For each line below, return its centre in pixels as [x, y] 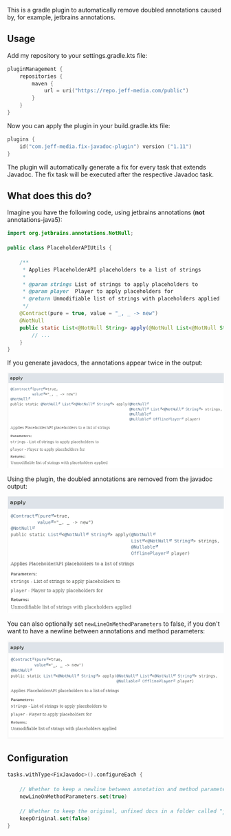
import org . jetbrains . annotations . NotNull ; [70, 234]
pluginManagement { [35, 69]
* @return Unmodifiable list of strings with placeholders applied [121, 299]
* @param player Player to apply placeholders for [98, 292]
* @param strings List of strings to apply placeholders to [110, 284]
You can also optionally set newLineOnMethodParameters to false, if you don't [113, 624]
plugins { [21, 139]
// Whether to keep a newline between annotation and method [109, 789]
